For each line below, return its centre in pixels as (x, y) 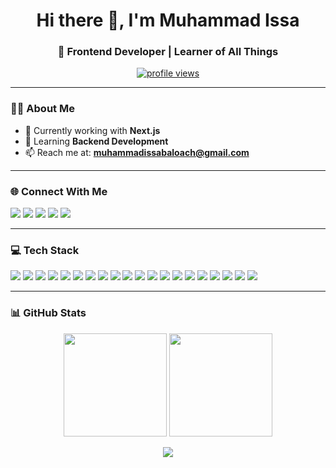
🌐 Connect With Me (59, 191)
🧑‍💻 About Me (42, 109)
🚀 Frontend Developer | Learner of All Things (168, 52)
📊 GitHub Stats (48, 313)
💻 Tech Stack (45, 250)
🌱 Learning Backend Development (96, 141)
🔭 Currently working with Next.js (92, 130)
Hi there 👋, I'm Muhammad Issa (168, 20)
